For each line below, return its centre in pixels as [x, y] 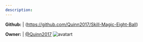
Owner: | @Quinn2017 [29, 34]
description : [19, 10]
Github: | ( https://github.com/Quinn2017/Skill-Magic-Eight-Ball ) [72, 24]
